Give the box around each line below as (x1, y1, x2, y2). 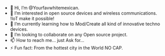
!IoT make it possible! (10, 16, 55, 21)
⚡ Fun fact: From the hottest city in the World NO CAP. (10, 45, 123, 50)
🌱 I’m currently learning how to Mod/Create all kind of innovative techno (10, 21, 160, 27)
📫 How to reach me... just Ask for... (10, 37, 85, 43)
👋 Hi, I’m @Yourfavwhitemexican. (10, 5, 79, 11)
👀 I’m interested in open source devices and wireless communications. (10, 10, 157, 16)
